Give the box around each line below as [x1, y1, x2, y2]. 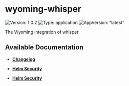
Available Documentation [5, 43, 84, 52]
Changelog [12, 56, 36, 62]
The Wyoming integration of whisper [5, 29, 79, 35]
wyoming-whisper [5, 3, 82, 15]
